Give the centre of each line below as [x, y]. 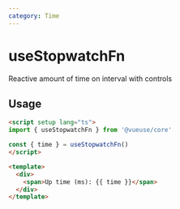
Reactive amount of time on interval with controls [90, 79]
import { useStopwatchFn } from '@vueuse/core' [90, 130]
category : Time [34, 16]
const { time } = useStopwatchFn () [69, 145]
